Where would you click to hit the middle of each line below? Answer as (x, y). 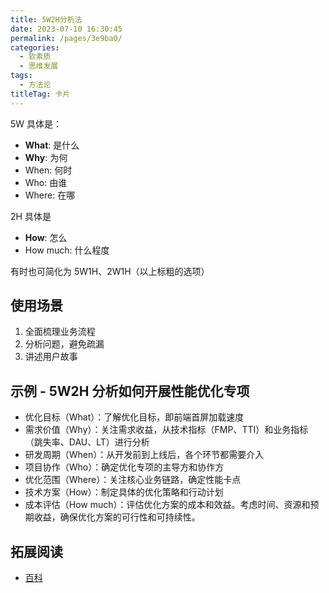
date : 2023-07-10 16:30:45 (66, 29)
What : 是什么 (52, 145)
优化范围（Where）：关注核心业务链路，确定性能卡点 (133, 480)
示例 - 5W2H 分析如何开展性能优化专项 (130, 391)
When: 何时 (48, 170)
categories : (35, 47)
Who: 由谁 (46, 182)
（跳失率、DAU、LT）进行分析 (87, 442)
